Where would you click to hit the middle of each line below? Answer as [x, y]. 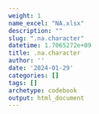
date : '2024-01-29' [41, 68]
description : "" [35, 31]
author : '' [27, 61]
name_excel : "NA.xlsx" [46, 23]
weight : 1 [25, 16]
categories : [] [34, 75]
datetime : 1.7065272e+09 [50, 46]
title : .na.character [45, 53]
